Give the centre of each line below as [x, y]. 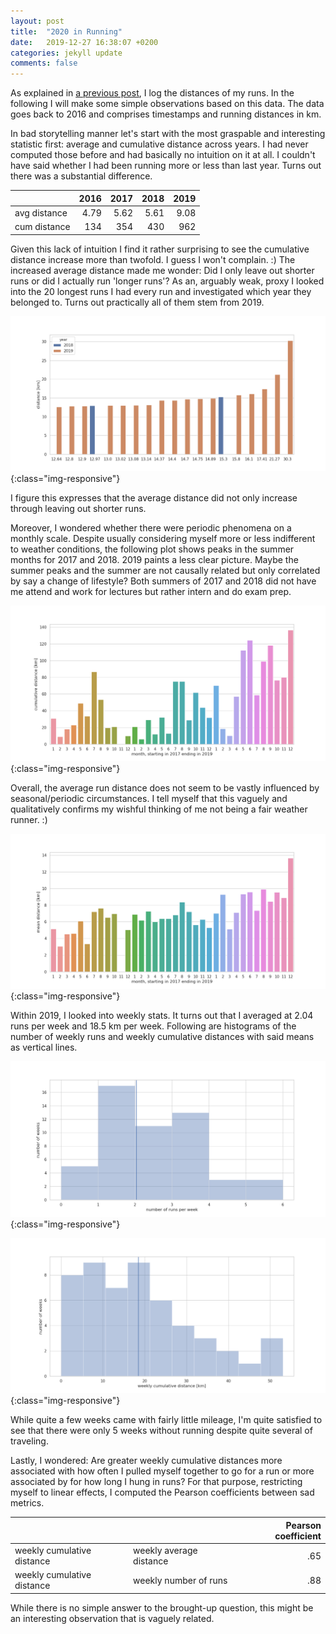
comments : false [44, 63]
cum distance [42, 227]
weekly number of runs [180, 1580]
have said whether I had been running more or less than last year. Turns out [166, 166]
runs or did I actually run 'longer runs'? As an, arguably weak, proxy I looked [167, 281]
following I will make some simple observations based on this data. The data [167, 104]
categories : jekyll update [66, 53]
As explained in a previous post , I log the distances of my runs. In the [152, 93]
